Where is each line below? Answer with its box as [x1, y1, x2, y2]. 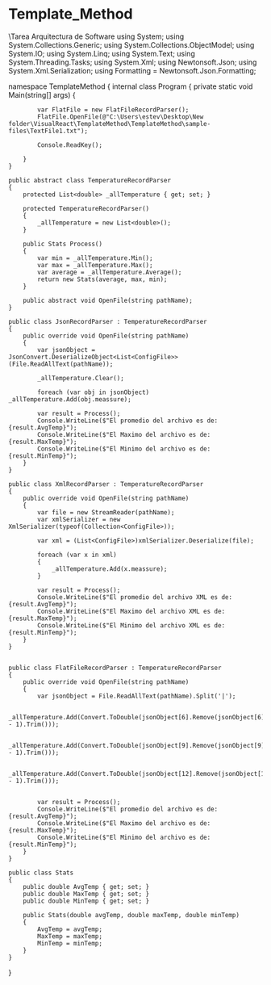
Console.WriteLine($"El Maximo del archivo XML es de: [37, 607, 226, 615]
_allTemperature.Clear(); [37, 374, 125, 382]
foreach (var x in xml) [37, 551, 117, 559]
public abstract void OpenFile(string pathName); [23, 296, 194, 304]
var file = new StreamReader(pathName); [37, 508, 175, 517]
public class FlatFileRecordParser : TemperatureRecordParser [8, 664, 222, 672]
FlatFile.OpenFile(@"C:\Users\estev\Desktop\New [37, 112, 204, 121]
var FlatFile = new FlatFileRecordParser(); [37, 106, 190, 114]
